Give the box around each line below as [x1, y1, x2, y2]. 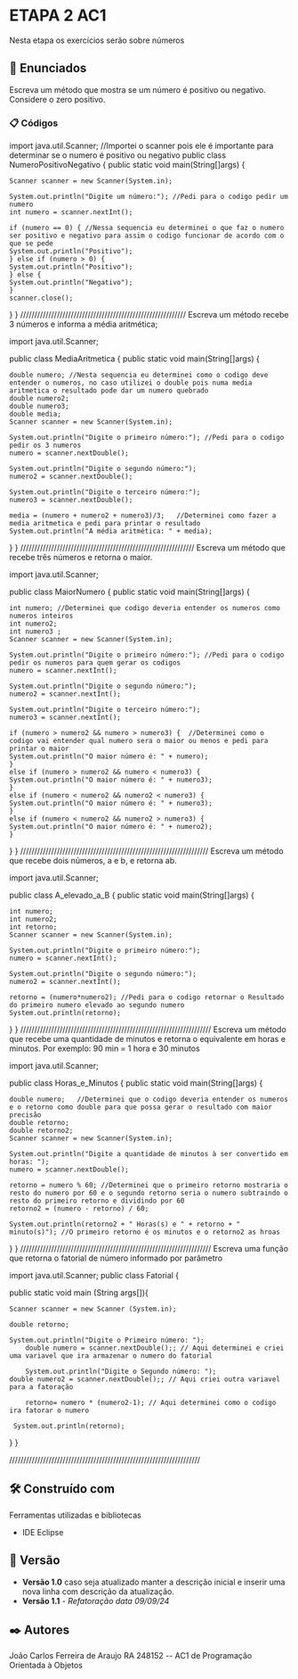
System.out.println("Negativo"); [9, 278, 133, 287]
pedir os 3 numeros [9, 441, 82, 451]
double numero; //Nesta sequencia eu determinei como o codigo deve [9, 371, 269, 380]
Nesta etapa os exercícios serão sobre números [9, 35, 185, 45]
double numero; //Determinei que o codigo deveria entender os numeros [9, 1095, 289, 1104]
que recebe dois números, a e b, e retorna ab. [9, 856, 178, 866]
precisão [9, 1111, 42, 1120]
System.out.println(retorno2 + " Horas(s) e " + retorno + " [9, 1220, 241, 1229]
